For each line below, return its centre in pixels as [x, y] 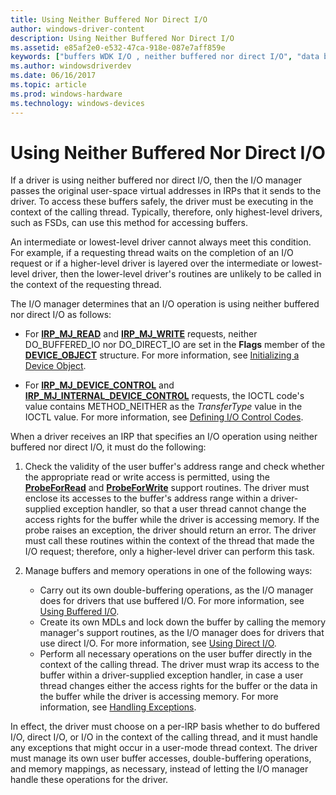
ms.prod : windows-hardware [66, 94]
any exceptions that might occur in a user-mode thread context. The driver [164, 748]
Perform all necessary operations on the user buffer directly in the [176, 654]
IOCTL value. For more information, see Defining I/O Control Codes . [164, 417]
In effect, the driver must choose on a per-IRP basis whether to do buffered [165, 727]
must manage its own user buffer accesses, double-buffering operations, [161, 758]
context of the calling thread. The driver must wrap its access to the [179, 665]
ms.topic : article [48, 85]
